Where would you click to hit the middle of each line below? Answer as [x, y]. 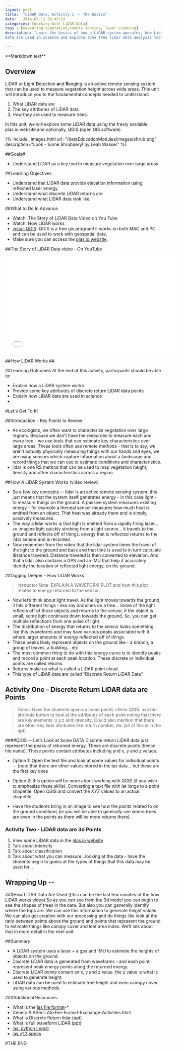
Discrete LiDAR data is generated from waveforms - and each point [81, 961]
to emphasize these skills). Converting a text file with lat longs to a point [86, 786]
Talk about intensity [32, 845]
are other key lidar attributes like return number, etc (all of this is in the [89, 725]
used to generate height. [37, 977]
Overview [21, 72]
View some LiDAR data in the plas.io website [58, 840]
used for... [23, 867]
